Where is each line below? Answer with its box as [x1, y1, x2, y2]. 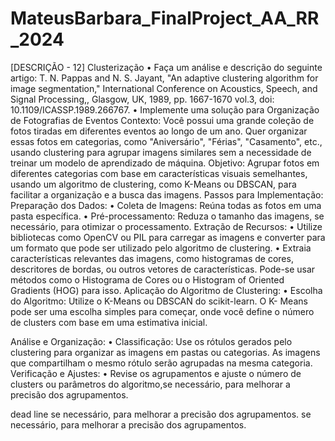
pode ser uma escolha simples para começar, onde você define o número [10, 305, 315, 317]
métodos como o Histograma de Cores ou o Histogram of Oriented [10, 273, 285, 286]
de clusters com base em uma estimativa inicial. [10, 316, 208, 328]
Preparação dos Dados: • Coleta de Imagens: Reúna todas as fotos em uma [10, 199, 322, 211]
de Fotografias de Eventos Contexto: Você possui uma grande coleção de [10, 114, 315, 126]
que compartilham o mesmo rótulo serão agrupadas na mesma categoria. [10, 357, 313, 369]
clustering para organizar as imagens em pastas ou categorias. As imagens [10, 346, 321, 358]
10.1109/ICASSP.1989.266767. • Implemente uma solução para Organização [10, 103, 320, 116]
